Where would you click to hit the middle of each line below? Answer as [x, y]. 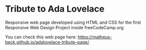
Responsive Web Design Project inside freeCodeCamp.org [65, 27]
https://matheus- [95, 37]
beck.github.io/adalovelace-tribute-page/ [47, 42]
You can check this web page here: [41, 37]
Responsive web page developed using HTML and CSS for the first [73, 22]
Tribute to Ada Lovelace [55, 9]
